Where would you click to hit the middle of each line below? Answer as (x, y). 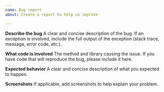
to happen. (16, 74)
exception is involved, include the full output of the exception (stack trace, (82, 39)
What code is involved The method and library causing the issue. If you (80, 54)
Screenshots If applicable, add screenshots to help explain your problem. (82, 84)
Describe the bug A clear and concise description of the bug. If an (74, 33)
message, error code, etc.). (34, 44)
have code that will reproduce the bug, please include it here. (69, 59)
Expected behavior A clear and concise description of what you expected (82, 69)
